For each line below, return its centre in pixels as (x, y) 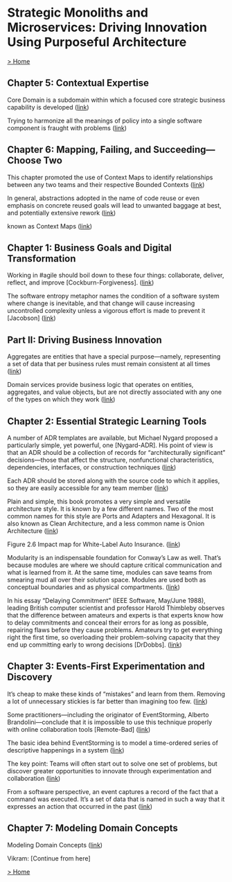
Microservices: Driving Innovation (107, 27)
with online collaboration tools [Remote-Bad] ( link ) (79, 729)
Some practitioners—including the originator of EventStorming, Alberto (108, 714)
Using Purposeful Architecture (97, 42)
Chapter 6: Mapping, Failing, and (79, 150)
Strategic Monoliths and (78, 13)
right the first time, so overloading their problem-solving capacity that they (114, 637)
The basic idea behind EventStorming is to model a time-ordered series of (113, 743)
